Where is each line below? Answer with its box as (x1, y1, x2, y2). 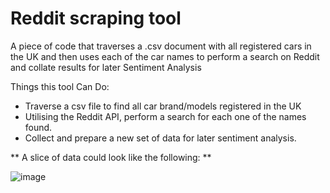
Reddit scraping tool (10, 7, 182, 30)
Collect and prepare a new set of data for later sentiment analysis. (24, 132, 297, 144)
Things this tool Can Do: (10, 80, 110, 92)
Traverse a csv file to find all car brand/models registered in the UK (24, 100, 302, 112)
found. (24, 121, 53, 133)
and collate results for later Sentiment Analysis (10, 61, 202, 73)
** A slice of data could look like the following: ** (10, 151, 212, 163)
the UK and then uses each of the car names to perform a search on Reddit (10, 50, 320, 62)
